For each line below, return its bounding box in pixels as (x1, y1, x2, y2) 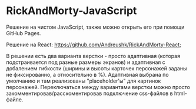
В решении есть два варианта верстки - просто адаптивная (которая (6, 52, 181, 59)
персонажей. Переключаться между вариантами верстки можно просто (6, 83, 190, 90)
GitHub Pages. (6, 29, 41, 36)
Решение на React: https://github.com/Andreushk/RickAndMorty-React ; (6, 41, 181, 48)
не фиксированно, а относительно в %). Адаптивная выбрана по (6, 71, 169, 78)
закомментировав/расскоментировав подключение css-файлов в (6, 90, 173, 97)
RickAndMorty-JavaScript (6, 4, 137, 18)
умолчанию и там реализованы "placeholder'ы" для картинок (6, 77, 161, 84)
